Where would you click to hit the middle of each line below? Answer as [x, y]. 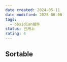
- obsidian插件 [25, 24]
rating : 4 [16, 34]
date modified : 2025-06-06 [34, 15]
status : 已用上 [20, 29]
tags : [11, 19]
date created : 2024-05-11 [32, 10]
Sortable [19, 54]
